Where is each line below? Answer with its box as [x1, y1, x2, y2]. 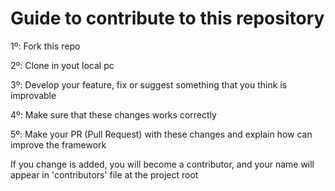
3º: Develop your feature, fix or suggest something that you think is [10, 78, 288, 91]
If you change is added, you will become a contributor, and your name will [10, 158, 315, 170]
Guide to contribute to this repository [10, 7, 325, 30]
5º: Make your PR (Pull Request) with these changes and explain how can [10, 128, 313, 140]
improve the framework [10, 138, 107, 151]
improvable [10, 89, 57, 101]
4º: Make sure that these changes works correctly [10, 108, 217, 121]
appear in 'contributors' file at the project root [10, 168, 199, 181]
